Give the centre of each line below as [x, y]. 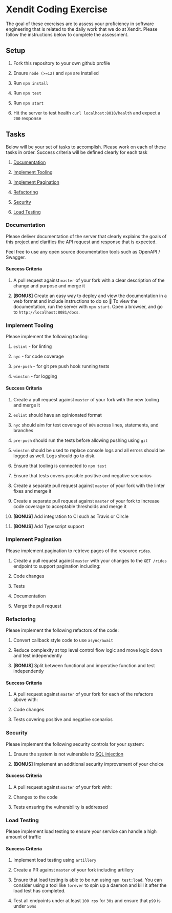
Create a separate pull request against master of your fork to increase [87, 501]
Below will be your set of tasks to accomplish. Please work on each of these [86, 147]
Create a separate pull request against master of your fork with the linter [89, 485]
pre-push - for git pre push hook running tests [61, 366]
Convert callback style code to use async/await [63, 640]
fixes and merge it [32, 491]
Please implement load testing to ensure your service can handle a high [81, 831]
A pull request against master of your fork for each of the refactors [83, 694]
